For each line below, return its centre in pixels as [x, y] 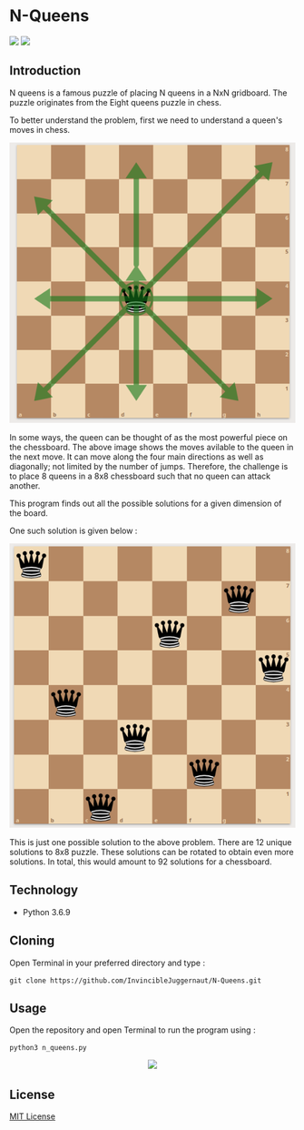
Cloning [32, 941]
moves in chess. [40, 129]
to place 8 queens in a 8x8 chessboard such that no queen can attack [140, 476]
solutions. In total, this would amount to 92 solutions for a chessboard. [141, 862]
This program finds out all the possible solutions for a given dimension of [146, 504]
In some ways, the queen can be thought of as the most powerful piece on [149, 438]
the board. [29, 513]
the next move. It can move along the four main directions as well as [137, 457]
